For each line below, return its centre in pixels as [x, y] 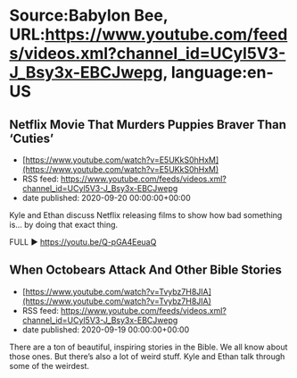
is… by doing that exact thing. [64, 225]
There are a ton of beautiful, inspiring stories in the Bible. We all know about [148, 347]
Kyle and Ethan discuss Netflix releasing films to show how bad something [146, 215]
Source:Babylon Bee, [89, 16]
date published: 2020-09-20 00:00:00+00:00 [107, 198]
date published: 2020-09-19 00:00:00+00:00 [106, 329]
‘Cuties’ [32, 138]
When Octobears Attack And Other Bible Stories [146, 270]
